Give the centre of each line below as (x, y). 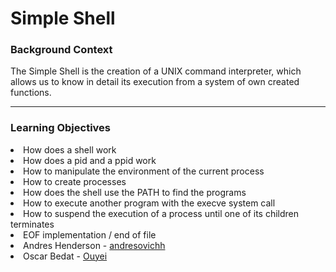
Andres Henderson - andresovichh (94, 245)
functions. (31, 93)
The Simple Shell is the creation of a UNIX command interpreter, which (156, 71)
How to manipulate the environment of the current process (144, 171)
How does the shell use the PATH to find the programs (135, 192)
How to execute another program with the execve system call (149, 203)
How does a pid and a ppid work (90, 160)
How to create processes (75, 181)
